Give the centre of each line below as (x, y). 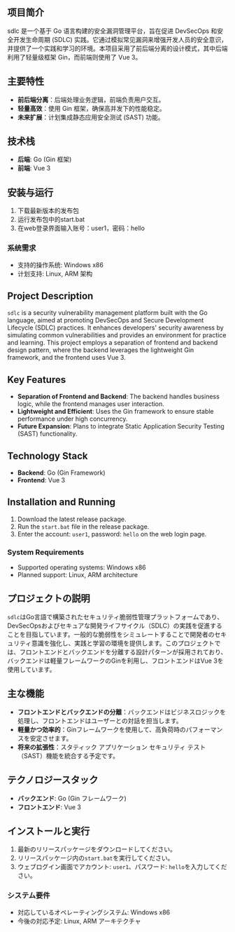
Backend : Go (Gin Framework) (62, 473)
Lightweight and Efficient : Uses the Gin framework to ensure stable (116, 412)
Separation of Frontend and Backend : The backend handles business (119, 397)
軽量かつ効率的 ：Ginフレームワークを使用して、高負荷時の (102, 729)
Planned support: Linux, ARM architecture (78, 575)
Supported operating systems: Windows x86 (82, 567)
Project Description (50, 296)
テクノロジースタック (53, 780)
